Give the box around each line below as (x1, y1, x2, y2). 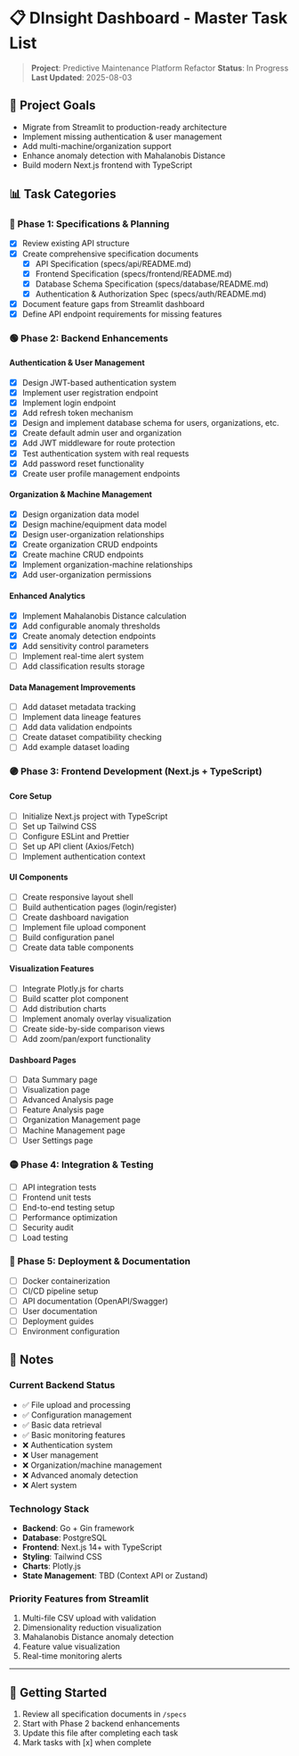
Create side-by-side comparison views (21, 1023, 166, 1034)
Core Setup (9, 790, 53, 801)
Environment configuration (21, 1326, 120, 1336)
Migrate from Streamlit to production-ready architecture (21, 121, 227, 132)
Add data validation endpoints (21, 721, 133, 733)
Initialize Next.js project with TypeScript (21, 811, 168, 821)
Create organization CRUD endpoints (21, 539, 158, 550)
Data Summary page (21, 1074, 98, 1086)
